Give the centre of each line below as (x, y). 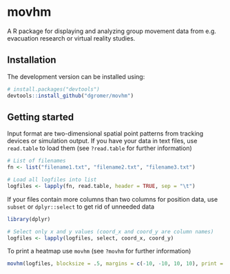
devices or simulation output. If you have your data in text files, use (102, 141)
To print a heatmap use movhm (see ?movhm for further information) (99, 251)
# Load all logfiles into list (52, 180)
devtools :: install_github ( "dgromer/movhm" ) (71, 96)
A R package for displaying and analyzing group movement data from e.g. (112, 31)
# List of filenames (37, 161)
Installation (32, 60)
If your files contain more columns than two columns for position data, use (113, 199)
